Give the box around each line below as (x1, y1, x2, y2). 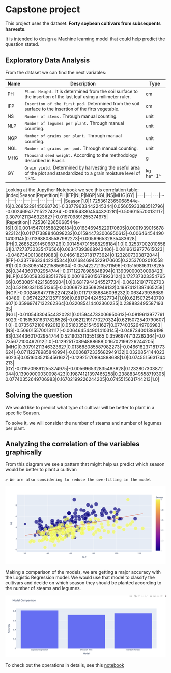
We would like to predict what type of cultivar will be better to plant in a (5, 404, 155, 410)
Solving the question (5, 391, 73, 400)
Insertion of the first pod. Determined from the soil (24, 100, 139, 106)
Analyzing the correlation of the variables (5, 439, 140, 448)
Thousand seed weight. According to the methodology (24, 152, 137, 158)
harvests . (5, 25, 26, 32)
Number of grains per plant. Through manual (24, 132, 122, 138)
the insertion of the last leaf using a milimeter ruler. (24, 93, 131, 100)
